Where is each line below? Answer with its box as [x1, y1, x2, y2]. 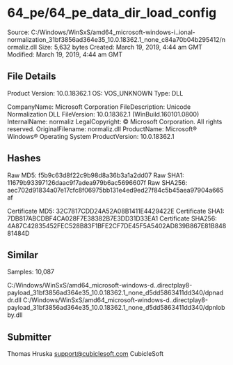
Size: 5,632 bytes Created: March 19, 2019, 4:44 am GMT [38, 43, 203, 51]
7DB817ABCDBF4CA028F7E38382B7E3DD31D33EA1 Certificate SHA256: [7, 214, 217, 223]
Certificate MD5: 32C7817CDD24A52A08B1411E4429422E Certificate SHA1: [7, 207, 225, 215]
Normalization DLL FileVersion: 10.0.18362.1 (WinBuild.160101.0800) [7, 110, 200, 118]
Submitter [7, 331, 51, 343]
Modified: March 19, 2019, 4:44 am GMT [7, 50, 123, 59]
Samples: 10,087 [7, 267, 54, 276]
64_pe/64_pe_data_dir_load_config [7, 5, 217, 21]
